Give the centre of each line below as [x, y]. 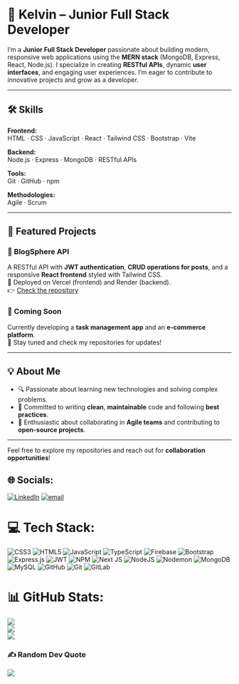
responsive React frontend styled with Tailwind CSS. [85, 275]
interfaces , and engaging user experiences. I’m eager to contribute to [110, 72]
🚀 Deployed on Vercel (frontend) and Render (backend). [89, 282]
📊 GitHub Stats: [56, 597]
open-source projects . [52, 429]
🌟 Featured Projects [52, 231]
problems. [32, 399]
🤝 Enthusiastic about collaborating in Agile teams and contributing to [119, 422]
